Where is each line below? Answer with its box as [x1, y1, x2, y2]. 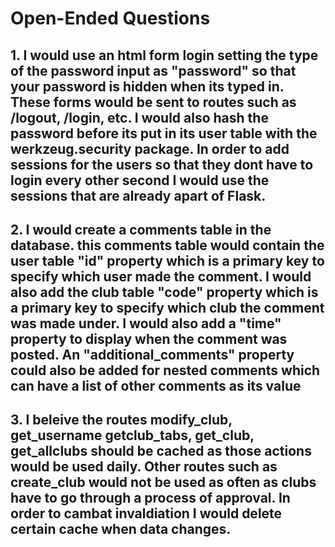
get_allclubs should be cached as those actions [10, 443, 312, 460]
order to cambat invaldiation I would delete [10, 505, 283, 522]
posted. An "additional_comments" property [10, 346, 295, 363]
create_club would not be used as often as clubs [10, 474, 317, 491]
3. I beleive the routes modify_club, [10, 412, 233, 429]
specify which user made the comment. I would [10, 268, 312, 285]
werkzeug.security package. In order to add [10, 140, 290, 157]
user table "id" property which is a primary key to [10, 252, 325, 269]
